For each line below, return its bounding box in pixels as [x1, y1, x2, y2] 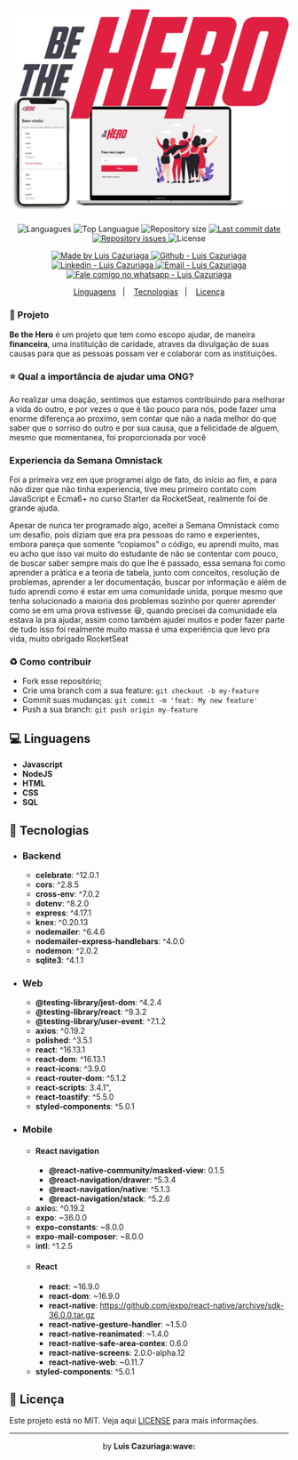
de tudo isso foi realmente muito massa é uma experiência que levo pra [9, 624, 271, 635]
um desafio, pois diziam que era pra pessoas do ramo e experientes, [9, 529, 260, 540]
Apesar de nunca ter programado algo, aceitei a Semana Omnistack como [9, 520, 279, 531]
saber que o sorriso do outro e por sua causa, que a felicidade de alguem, [9, 423, 280, 433]
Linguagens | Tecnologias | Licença [73, 286, 225, 297]
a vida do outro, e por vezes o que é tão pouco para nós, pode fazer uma [9, 403, 277, 414]
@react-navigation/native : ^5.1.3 [48, 1184, 171, 1195]
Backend [21, 850, 62, 862]
